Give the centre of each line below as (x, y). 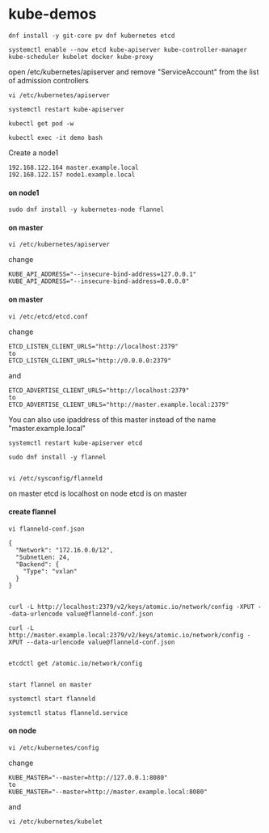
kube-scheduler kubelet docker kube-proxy (81, 57)
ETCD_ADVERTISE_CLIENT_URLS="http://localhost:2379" (99, 390)
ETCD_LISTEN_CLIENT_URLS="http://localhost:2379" (94, 346)
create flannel (32, 512)
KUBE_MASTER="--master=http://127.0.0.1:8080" (88, 777)
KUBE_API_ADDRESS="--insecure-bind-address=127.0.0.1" (103, 275)
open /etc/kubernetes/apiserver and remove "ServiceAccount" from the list (134, 72)
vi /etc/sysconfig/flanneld (56, 478)
